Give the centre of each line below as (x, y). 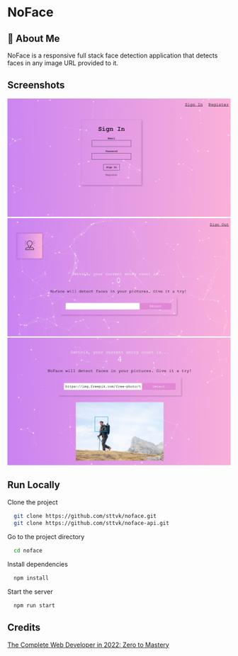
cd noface (28, 551)
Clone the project (33, 502)
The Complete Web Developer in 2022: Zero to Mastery (89, 645)
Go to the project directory (46, 537)
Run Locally (34, 485)
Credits (24, 628)
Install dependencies (38, 565)
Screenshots (36, 85)
